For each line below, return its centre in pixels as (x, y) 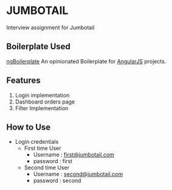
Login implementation (42, 95)
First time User (43, 148)
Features (23, 81)
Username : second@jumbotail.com (78, 174)
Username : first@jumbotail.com (74, 155)
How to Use (29, 127)
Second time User (47, 167)
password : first (53, 161)
